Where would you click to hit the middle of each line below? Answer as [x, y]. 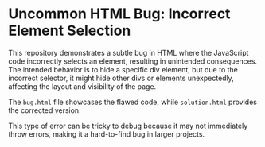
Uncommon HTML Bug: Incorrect [119, 14]
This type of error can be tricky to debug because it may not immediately [128, 126]
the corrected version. [45, 110]
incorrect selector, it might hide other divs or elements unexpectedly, [121, 78]
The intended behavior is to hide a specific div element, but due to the [123, 69]
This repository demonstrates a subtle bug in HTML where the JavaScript [129, 52]
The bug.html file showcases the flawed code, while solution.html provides [132, 102]
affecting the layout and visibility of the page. [82, 86]
